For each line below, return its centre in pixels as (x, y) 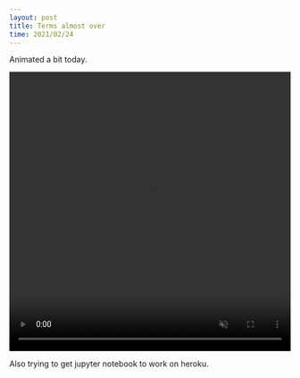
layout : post (33, 17)
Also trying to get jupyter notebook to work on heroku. (109, 364)
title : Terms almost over (57, 26)
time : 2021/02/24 (42, 34)
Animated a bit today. (48, 60)
